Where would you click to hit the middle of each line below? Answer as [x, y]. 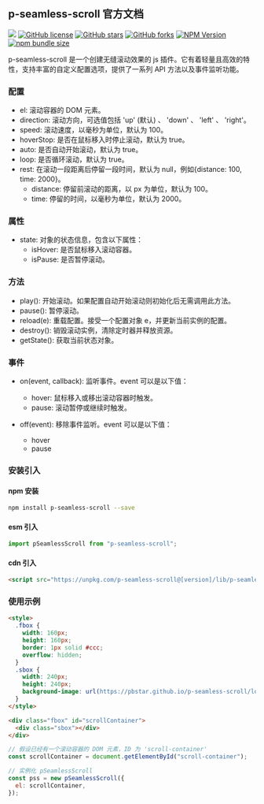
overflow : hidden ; [52, 655]
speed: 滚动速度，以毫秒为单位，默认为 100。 [93, 130]
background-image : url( [61, 692]
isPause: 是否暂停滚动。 [70, 259]
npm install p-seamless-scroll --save [71, 508]
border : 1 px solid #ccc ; [63, 648]
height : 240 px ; [47, 684]
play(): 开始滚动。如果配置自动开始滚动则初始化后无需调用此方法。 [127, 300]
